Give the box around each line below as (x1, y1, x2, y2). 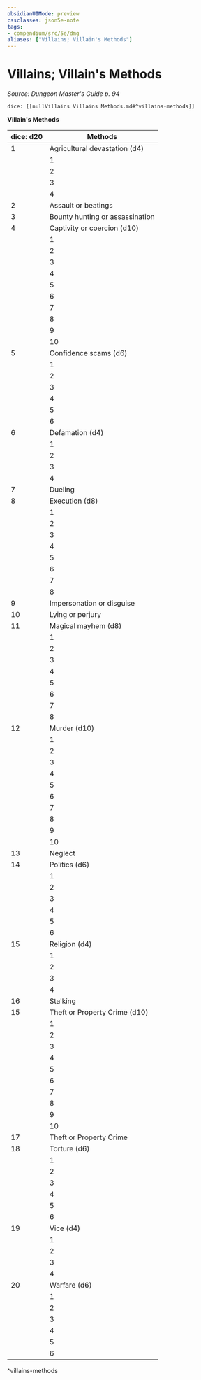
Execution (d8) (49, 496, 98, 506)
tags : (7, 23, 23, 30)
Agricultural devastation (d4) (49, 144, 144, 154)
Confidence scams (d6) (49, 348, 128, 358)
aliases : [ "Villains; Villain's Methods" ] (7, 36, 133, 43)
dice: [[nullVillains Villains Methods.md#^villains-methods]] (7, 103, 195, 111)
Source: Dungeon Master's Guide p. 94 (7, 90, 120, 98)
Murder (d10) (49, 723, 94, 733)
